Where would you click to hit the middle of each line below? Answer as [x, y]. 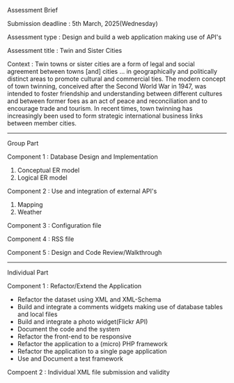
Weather [30, 212]
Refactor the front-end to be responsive [74, 336]
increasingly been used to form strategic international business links [105, 116]
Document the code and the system [69, 329]
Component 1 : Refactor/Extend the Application [75, 286]
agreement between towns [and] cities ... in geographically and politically [112, 71]
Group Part [23, 143]
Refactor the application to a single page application [92, 351]
